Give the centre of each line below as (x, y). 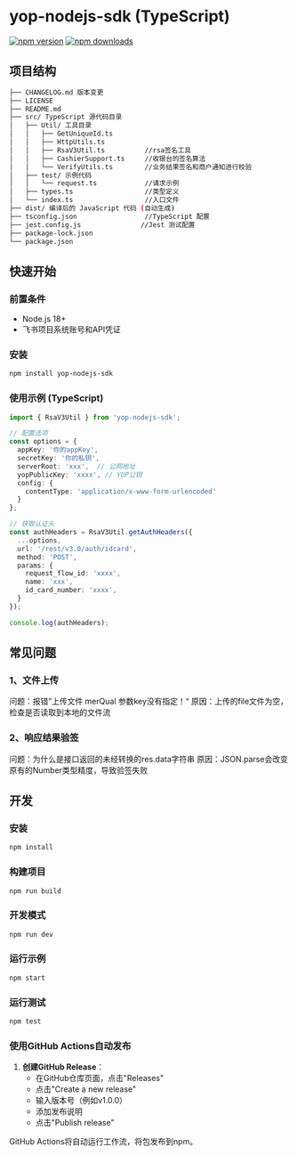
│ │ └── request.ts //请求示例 (94, 183)
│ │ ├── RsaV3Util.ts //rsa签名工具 (100, 150)
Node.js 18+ (44, 319)
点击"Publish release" (75, 1123)
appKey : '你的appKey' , (58, 450)
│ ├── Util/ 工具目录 (50, 126)
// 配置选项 (29, 434)
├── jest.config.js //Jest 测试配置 (102, 224)
